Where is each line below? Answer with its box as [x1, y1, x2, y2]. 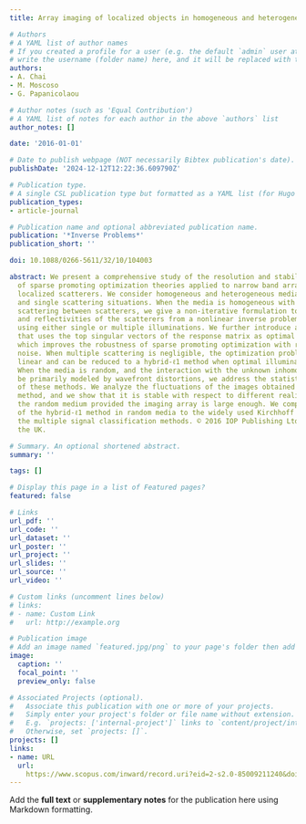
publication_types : [9, 197, 84, 206]
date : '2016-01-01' [9, 139, 84, 149]
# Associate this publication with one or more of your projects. [9, 702, 275, 711]
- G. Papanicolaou [9, 89, 79, 99]
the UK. [17, 425, 47, 434]
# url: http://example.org [9, 618, 120, 627]
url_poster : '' [9, 542, 67, 551]
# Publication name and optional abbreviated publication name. [9, 223, 259, 232]
